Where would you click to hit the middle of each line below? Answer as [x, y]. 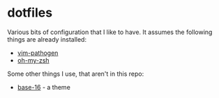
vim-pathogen [38, 53]
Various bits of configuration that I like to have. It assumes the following [110, 32]
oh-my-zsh [33, 60]
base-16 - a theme [44, 87]
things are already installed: [47, 39]
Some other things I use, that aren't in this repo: [76, 74]
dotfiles [30, 13]
